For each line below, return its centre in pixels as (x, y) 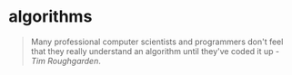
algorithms (50, 17)
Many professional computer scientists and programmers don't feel (157, 42)
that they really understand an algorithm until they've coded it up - (155, 51)
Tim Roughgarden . (65, 61)
